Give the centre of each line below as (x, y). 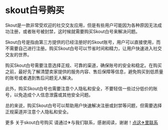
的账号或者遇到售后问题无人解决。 (40, 78)
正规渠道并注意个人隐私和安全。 (38, 111)
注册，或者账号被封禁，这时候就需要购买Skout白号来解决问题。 (75, 31)
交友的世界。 (18, 54)
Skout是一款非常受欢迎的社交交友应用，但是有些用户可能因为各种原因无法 (81, 25)
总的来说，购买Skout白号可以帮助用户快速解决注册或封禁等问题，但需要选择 (83, 105)
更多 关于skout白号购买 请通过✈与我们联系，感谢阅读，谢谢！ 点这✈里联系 (82, 122)
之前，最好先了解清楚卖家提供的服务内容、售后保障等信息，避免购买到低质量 (84, 71)
